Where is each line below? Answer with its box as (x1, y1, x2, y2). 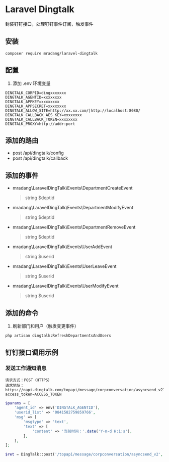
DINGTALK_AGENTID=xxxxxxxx (5, 95, 62, 100)
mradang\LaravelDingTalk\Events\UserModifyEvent (12, 283, 119, 289)
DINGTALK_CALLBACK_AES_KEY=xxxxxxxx (5, 112, 82, 117)
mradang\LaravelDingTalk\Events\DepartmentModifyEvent (12, 205, 134, 211)
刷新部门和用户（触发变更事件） (12, 323, 79, 329)
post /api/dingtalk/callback (12, 155, 68, 161)
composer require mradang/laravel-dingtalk (5, 51, 98, 56)
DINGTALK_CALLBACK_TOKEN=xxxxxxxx (5, 117, 78, 122)
